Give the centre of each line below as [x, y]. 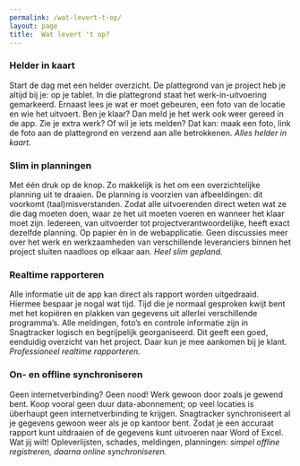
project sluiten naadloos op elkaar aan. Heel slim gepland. [116, 251]
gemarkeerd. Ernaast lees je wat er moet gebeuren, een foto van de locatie [147, 104]
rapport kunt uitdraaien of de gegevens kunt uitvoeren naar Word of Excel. [146, 432]
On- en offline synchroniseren [76, 375]
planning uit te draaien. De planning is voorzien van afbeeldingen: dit [136, 194]
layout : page [34, 26]
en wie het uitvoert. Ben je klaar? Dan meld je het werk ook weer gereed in [147, 114]
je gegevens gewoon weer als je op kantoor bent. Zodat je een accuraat [142, 423]
